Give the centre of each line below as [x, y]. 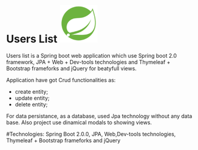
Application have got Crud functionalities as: [61, 80]
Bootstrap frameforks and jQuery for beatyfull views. [71, 68]
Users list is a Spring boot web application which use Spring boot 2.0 [91, 55]
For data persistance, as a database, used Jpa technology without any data [99, 116]
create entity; [31, 91]
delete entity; [31, 104]
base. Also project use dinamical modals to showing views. [79, 122]
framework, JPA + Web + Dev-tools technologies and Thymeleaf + [88, 62]
